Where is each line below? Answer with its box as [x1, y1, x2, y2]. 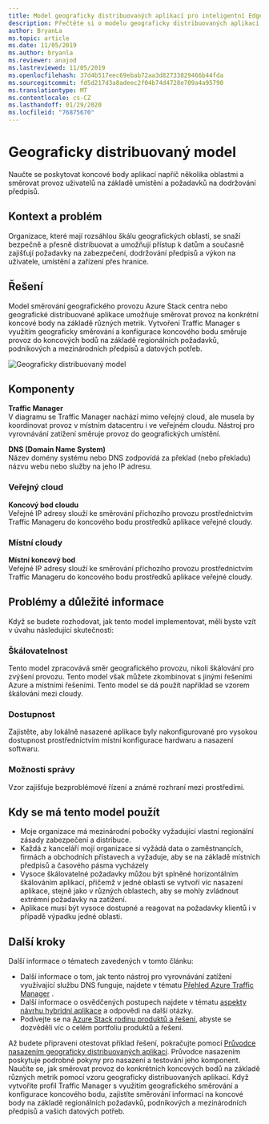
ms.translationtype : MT [8, 86, 88, 95]
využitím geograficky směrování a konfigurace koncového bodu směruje [8, 326, 247, 336]
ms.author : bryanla [8, 49, 74, 57]
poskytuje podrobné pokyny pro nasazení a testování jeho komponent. [8, 1055, 241, 1066]
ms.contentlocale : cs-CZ [8, 94, 91, 102]
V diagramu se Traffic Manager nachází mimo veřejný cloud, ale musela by [8, 412, 255, 421]
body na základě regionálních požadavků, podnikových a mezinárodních [8, 1098, 247, 1108]
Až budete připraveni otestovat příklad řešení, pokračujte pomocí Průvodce [8, 1038, 256, 1048]
